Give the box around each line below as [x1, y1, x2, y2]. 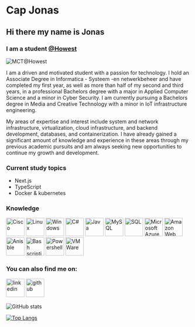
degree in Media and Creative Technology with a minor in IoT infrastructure [6, 100, 187, 107]
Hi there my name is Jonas [6, 27, 105, 37]
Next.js [14, 177, 32, 184]
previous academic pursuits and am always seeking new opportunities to [6, 143, 182, 150]
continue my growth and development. [6, 149, 100, 156]
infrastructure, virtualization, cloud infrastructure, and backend [6, 124, 158, 131]
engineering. [6, 106, 37, 113]
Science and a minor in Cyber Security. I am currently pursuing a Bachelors [6, 94, 188, 101]
